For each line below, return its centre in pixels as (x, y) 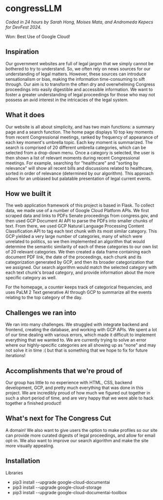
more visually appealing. (30, 446)
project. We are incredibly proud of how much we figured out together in (78, 393)
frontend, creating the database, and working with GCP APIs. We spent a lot (81, 330)
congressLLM (34, 9)
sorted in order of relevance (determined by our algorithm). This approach (80, 173)
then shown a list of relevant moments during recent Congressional (73, 158)
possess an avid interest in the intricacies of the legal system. (67, 100)
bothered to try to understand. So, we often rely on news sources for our (78, 69)
